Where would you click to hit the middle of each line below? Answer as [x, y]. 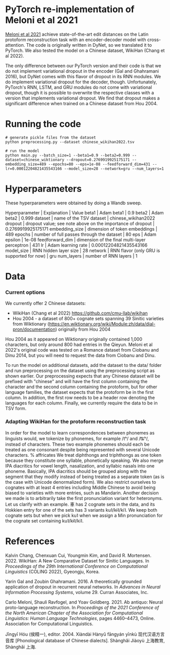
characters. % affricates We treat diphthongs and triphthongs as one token [83, 455]
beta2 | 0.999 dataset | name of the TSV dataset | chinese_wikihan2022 [80, 218]
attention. [15, 45]
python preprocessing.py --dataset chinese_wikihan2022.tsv [70, 142]
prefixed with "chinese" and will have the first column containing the [76, 382]
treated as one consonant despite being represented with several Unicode [83, 449]
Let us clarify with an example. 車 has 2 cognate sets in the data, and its [80, 504]
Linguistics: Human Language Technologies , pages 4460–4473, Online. [80, 618]
